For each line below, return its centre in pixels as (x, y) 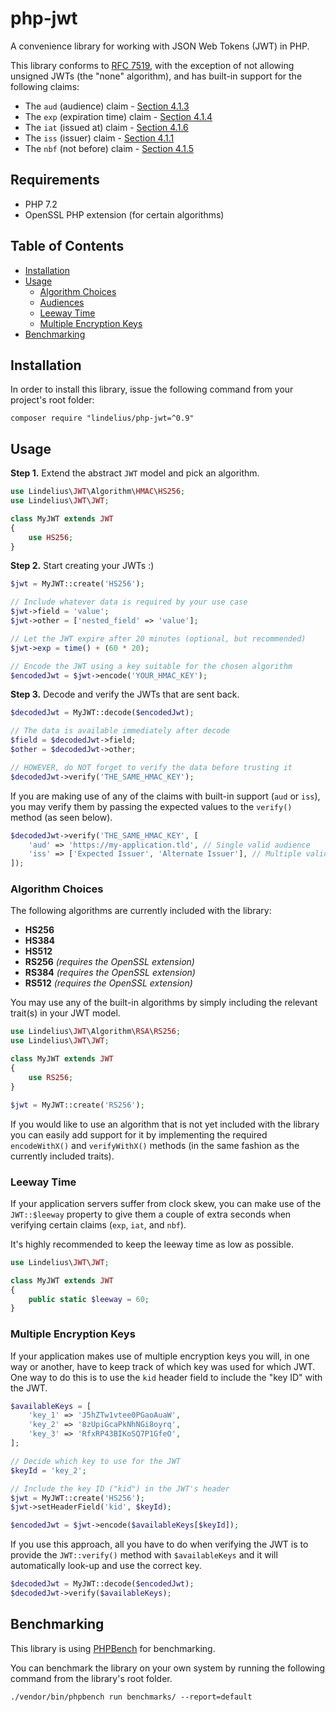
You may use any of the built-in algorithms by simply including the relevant (164, 1003)
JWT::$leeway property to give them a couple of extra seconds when (151, 1214)
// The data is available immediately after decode (120, 731)
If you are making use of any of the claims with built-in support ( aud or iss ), (165, 796)
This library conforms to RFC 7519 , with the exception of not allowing (152, 65)
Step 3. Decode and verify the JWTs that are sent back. (125, 694)
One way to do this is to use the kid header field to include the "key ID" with (166, 1377)
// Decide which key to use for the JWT (96, 1461)
